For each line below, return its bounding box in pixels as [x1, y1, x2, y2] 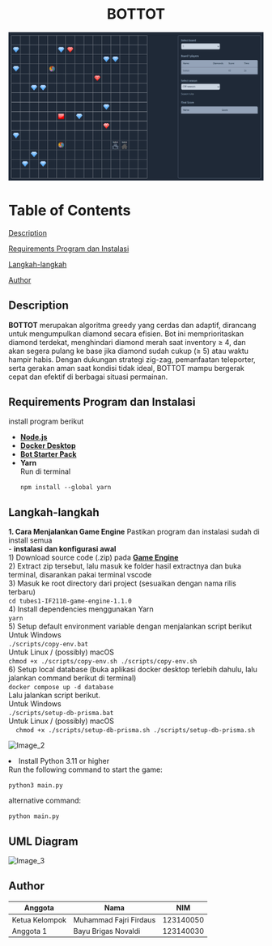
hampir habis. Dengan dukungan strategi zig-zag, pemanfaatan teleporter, [8, 354, 257, 364]
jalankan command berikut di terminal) [8, 673, 137, 683]
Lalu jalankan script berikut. [8, 690, 101, 701]
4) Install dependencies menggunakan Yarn [8, 604, 154, 614]
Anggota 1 [11, 926, 47, 935]
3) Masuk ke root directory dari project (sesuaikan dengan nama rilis [8, 578, 236, 588]
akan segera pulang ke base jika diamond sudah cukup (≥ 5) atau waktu [8, 346, 249, 356]
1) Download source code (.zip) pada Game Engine [8, 552, 179, 563]
